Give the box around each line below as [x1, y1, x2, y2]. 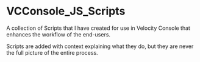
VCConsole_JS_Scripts [6, 4, 126, 18]
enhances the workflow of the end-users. [6, 30, 111, 38]
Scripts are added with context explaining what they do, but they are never [6, 43, 194, 50]
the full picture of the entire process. [6, 49, 99, 56]
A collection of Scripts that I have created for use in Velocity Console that [6, 24, 191, 32]
